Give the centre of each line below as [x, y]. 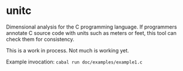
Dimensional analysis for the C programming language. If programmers [91, 27]
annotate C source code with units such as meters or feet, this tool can [91, 33]
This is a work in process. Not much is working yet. [68, 50]
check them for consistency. [40, 39]
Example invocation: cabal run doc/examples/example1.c [74, 62]
